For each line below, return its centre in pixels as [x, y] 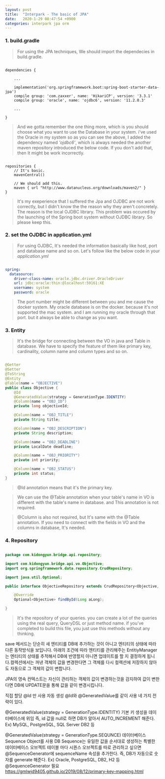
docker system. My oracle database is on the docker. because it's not [87, 307]
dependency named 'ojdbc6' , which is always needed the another [84, 142]
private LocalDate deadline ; [44, 447]
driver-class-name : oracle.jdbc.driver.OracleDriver [69, 279]
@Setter [13, 370]
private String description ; [44, 433]
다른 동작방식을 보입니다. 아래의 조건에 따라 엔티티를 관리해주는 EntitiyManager [81, 650]
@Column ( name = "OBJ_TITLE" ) [44, 415]
